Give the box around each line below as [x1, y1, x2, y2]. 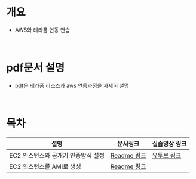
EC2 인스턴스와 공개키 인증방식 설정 [9, 151, 105, 159]
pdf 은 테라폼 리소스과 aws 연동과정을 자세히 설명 [14, 82, 130, 89]
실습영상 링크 [152, 140, 187, 148]
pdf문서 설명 [6, 61, 65, 75]
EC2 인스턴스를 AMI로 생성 [9, 162, 82, 171]
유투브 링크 [152, 151, 182, 159]
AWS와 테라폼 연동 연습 [14, 26, 71, 33]
